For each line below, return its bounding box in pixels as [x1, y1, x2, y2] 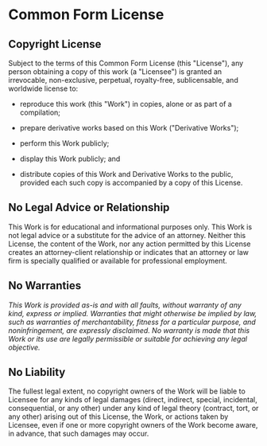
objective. [8, 342, 41, 352]
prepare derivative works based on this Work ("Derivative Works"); [19, 123, 239, 132]
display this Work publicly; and [19, 154, 121, 163]
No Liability [8, 366, 66, 379]
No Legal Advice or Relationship [8, 201, 170, 214]
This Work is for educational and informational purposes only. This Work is [8, 221, 253, 232]
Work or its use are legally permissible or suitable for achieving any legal [8, 334, 248, 343]
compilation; [19, 108, 61, 117]
